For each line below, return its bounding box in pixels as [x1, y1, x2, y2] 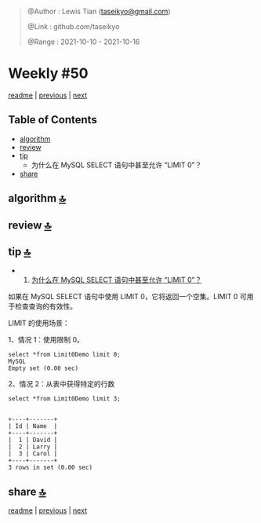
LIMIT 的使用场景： [8, 318, 71, 328]
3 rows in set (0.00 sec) [8, 463, 92, 472]
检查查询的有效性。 [14, 302, 77, 311]
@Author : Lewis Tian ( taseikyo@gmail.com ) [27, 7, 171, 16]
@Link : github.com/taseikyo [27, 22, 120, 31]
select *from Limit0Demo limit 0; [8, 351, 121, 359]
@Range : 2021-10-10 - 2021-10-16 [27, 37, 140, 46]
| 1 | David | [8, 436, 58, 444]
